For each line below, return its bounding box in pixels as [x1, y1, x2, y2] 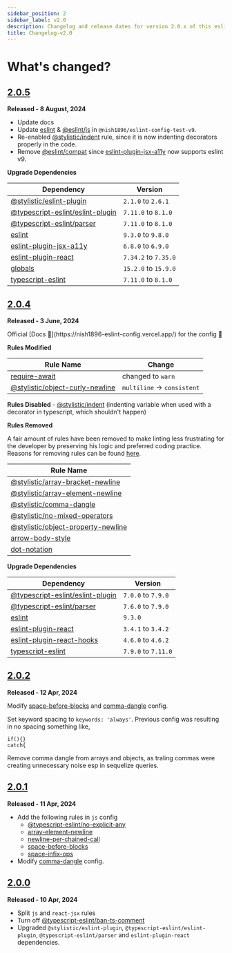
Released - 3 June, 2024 [7, 317, 79, 325]
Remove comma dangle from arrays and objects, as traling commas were [7, 753, 215, 762]
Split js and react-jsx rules [17, 909, 96, 917]
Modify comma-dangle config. [17, 857, 104, 865]
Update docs [17, 118, 55, 126]
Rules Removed [7, 421, 53, 430]
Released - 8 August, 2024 [7, 105, 86, 113]
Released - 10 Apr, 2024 [7, 895, 78, 903]
